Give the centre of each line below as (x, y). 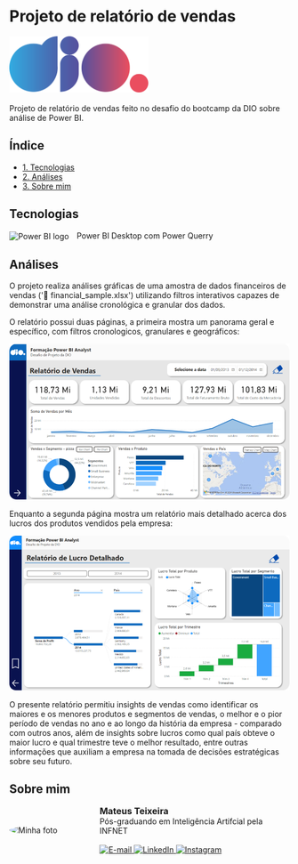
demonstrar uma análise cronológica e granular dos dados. (117, 305)
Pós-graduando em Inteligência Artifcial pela (181, 821)
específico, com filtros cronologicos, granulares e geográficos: (125, 332)
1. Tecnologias (48, 167)
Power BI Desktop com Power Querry (145, 235)
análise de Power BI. (47, 118)
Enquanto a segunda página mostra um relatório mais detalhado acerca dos (148, 514)
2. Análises (42, 176)
